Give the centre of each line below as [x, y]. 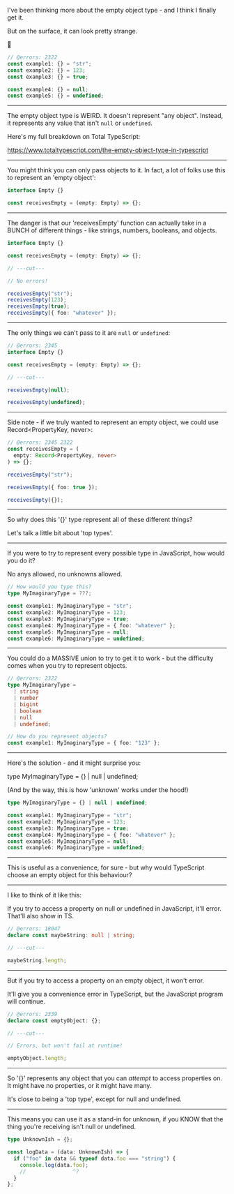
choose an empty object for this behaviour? [70, 875]
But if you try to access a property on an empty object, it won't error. [106, 980]
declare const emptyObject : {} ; [54, 1021]
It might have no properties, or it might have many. [79, 1086]
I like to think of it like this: [45, 895]
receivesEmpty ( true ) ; [39, 306]
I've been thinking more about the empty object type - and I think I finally [112, 10]
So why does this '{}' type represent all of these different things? [100, 520]
